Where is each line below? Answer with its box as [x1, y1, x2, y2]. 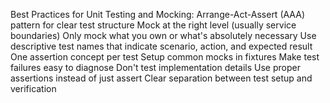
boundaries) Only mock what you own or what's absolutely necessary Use [10, 30, 317, 41]
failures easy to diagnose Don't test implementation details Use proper [10, 62, 301, 73]
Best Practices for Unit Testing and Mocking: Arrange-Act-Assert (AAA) [10, 9, 305, 20]
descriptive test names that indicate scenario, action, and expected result [10, 40, 313, 52]
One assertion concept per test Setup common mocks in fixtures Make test [10, 51, 320, 63]
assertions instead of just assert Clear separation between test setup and [10, 72, 313, 84]
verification [10, 83, 57, 94]
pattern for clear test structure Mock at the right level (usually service [10, 19, 297, 31]
